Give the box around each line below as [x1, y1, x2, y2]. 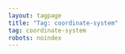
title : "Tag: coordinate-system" [8, 19, 119, 27]
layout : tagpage [8, 11, 62, 20]
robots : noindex [8, 33, 62, 42]
